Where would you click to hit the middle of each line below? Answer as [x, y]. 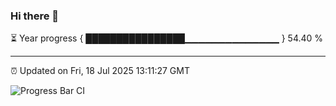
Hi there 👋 [35, 16]
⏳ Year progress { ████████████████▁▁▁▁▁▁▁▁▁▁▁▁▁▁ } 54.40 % [167, 38]
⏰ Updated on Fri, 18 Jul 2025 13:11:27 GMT [100, 71]
